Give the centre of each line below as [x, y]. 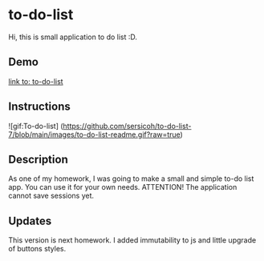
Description [38, 159]
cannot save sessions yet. [51, 196]
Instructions [39, 107]
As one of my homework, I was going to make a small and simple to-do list [131, 179]
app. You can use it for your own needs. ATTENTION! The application [123, 187]
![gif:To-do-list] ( [36, 126]
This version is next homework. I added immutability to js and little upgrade [132, 240]
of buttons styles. [37, 249]
